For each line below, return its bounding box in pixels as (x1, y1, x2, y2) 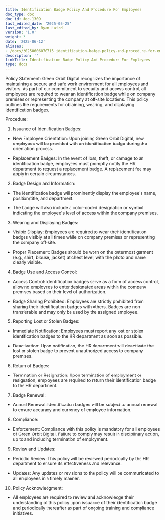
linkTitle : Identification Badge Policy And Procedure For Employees (5, 58, 151, 62)
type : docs (5, 62, 28, 67)
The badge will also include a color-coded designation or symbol (12, 205, 144, 211)
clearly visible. (12, 260, 42, 265)
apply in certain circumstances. (12, 171, 76, 177)
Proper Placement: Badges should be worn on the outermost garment (12, 249, 153, 255)
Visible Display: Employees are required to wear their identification (12, 229, 147, 235)
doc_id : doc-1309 (5, 16, 41, 21)
